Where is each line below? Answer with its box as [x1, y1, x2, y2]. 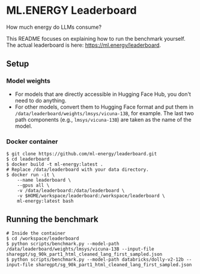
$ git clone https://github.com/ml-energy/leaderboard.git [6, 150, 157, 156]
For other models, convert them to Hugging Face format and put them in [14, 103, 194, 110]
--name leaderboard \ [17, 177, 71, 183]
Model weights [6, 77, 51, 85]
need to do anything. [14, 97, 67, 104]
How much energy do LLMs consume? [6, 23, 102, 31]
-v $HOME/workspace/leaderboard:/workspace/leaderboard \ [17, 192, 165, 198]
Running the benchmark [6, 214, 98, 225]
